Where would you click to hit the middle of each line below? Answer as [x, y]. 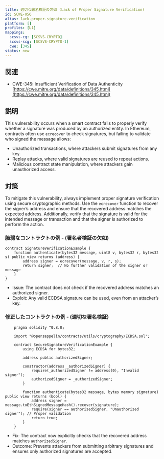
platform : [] [18, 23]
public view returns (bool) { [36, 396]
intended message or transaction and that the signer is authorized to [74, 219]
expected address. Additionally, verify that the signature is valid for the [76, 214]
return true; [44, 418]
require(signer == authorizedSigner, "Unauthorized [85, 409]
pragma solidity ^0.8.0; [39, 327]
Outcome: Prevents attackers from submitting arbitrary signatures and [83, 446]
